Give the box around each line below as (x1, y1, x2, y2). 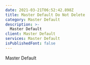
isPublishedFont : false (5, 41, 56, 46)
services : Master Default (5, 36, 60, 41)
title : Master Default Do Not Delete (5, 12, 85, 17)
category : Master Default (5, 17, 60, 22)
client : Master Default (5, 31, 56, 36)
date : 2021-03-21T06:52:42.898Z (5, 7, 74, 13)
